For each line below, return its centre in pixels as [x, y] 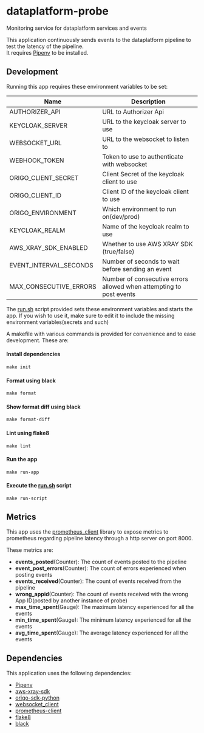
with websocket [125, 164]
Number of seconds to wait [141, 261]
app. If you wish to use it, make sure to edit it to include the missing [90, 315]
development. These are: [37, 340]
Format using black [31, 380]
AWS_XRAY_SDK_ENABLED [49, 247]
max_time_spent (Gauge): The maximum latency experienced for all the [104, 607]
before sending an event [137, 269]
